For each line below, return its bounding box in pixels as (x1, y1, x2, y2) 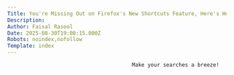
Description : (7, 17, 45, 24)
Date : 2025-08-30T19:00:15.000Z (7, 29, 101, 37)
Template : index (7, 42, 54, 49)
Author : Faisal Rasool (7, 23, 73, 30)
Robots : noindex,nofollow (7, 36, 82, 43)
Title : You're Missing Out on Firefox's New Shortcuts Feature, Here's (7, 10, 219, 17)
